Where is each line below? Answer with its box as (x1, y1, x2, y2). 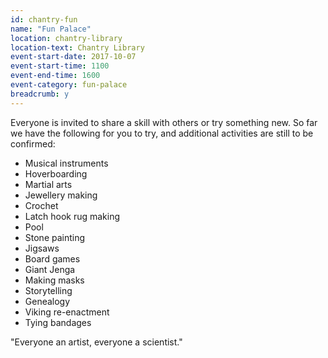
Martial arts (24, 178, 73, 190)
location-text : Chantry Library (10, 42, 145, 53)
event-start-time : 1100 (10, 61, 110, 71)
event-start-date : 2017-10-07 (10, 52, 137, 62)
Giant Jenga (24, 263, 76, 275)
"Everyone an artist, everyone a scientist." (10, 336, 183, 348)
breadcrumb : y (10, 89, 70, 99)
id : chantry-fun (10, 14, 78, 25)
